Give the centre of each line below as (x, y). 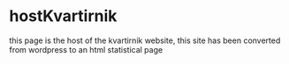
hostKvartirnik (63, 16)
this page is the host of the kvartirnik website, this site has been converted (145, 40)
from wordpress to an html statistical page (86, 49)
